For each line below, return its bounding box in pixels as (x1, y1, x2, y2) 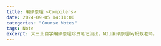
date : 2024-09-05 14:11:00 (6, 14, 75, 20)
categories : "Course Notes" (6, 20, 78, 26)
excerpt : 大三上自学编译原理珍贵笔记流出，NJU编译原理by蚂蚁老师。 (6, 31, 158, 37)
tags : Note (6, 25, 34, 32)
